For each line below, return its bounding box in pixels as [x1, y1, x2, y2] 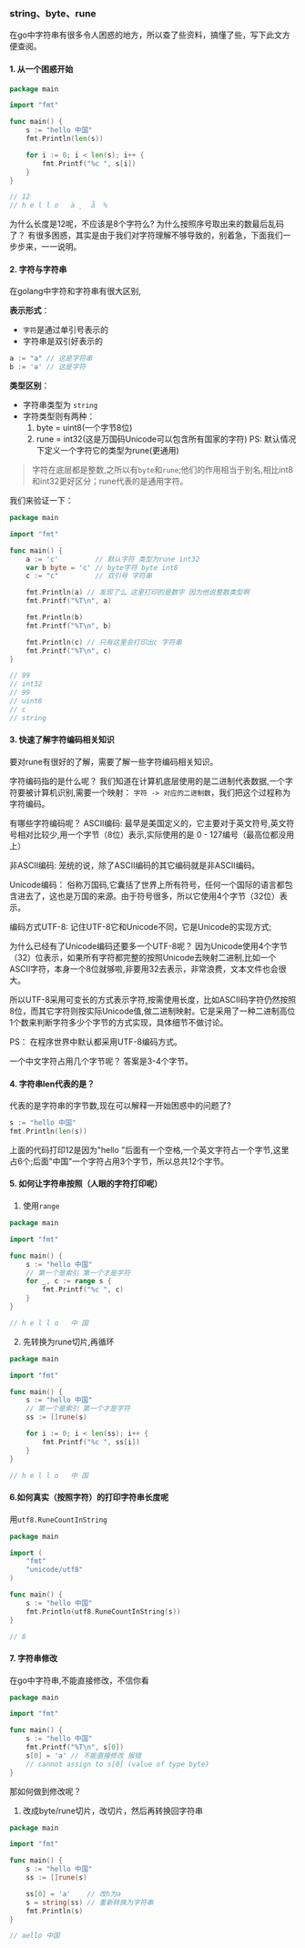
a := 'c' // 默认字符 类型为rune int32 [25, 555, 200, 564]
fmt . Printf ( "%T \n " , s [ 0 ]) [25, 1743, 125, 1752]
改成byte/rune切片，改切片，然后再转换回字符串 [22, 1805, 203, 1816]
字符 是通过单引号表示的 [22, 324, 109, 335]
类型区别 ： [9, 380, 50, 392]
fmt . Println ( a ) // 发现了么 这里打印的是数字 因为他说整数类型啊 [25, 588, 250, 597]
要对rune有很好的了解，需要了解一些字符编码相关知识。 [9, 756, 219, 767]
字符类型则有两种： [22, 411, 96, 422]
